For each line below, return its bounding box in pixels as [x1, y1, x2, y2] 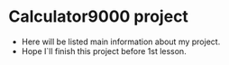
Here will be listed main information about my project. [21, 36, 221, 47]
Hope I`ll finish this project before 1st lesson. [21, 45, 187, 56]
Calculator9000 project [8, 6, 188, 27]
